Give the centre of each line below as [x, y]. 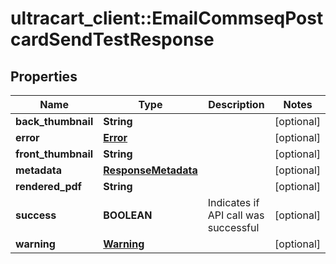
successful [233, 227]
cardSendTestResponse [112, 39]
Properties [44, 76]
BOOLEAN [128, 215]
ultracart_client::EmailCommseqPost [167, 18]
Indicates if [233, 202]
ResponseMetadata [150, 170]
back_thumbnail [54, 121]
